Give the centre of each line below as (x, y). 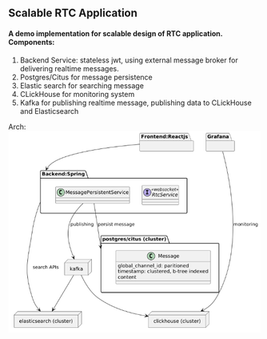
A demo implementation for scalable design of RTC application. (116, 33)
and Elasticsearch (49, 111)
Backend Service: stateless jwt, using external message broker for (129, 60)
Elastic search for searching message (82, 85)
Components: (32, 42)
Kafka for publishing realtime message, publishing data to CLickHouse (135, 103)
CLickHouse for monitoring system (77, 94)
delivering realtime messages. (70, 68)
